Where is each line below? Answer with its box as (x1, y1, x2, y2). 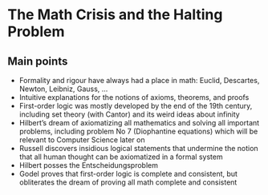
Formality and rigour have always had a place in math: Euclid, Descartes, (18, 76, 260, 85)
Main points (7, 54, 68, 68)
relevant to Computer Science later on (18, 135, 145, 145)
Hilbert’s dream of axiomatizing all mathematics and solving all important (18, 118, 260, 127)
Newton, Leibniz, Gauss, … (18, 84, 108, 94)
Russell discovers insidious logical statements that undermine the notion (18, 144, 258, 153)
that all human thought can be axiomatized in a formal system (18, 152, 223, 161)
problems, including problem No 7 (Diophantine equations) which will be (18, 126, 258, 136)
